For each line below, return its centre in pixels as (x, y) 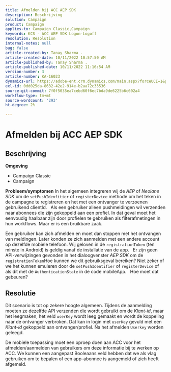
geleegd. (15, 332)
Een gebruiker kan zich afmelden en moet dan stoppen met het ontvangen (83, 234)
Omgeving (17, 166)
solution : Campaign (26, 19)
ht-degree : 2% (20, 105)
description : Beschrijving (34, 15)
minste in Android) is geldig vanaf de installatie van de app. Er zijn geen (81, 250)
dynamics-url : (20, 81)
